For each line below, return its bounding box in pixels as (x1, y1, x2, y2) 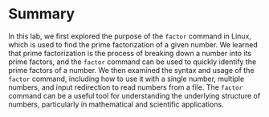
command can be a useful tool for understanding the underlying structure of (8, 91, 261, 100)
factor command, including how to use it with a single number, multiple (8, 74, 245, 83)
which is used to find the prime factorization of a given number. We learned (8, 39, 259, 49)
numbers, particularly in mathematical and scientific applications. (8, 99, 224, 109)
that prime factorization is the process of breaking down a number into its (8, 48, 251, 58)
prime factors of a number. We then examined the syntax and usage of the (8, 65, 255, 75)
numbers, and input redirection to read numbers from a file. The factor (8, 82, 243, 92)
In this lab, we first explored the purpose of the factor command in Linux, (8, 31, 251, 41)
